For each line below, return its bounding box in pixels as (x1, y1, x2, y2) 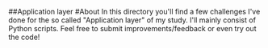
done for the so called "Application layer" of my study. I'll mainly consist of (8, 15, 257, 25)
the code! (8, 32, 40, 42)
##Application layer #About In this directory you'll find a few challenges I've (8, 7, 261, 16)
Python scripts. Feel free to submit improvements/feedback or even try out (8, 24, 257, 33)
